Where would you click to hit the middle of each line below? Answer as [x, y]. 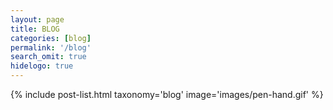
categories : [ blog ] [51, 38]
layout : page [37, 19]
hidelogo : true [42, 66]
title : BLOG [35, 29]
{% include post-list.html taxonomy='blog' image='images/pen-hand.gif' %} [167, 94]
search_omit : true [48, 57]
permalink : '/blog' [51, 47]
